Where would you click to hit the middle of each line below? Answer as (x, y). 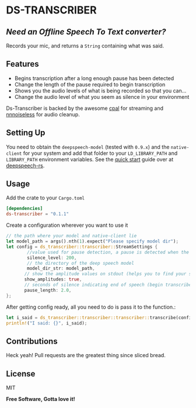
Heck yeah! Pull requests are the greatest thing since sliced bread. (86, 355)
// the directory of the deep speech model (80, 263)
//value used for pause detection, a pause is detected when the (108, 252)
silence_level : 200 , (52, 258)
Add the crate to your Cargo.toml (45, 198)
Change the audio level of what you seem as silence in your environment (102, 96)
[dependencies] (24, 209)
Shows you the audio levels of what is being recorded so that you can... (100, 91)
